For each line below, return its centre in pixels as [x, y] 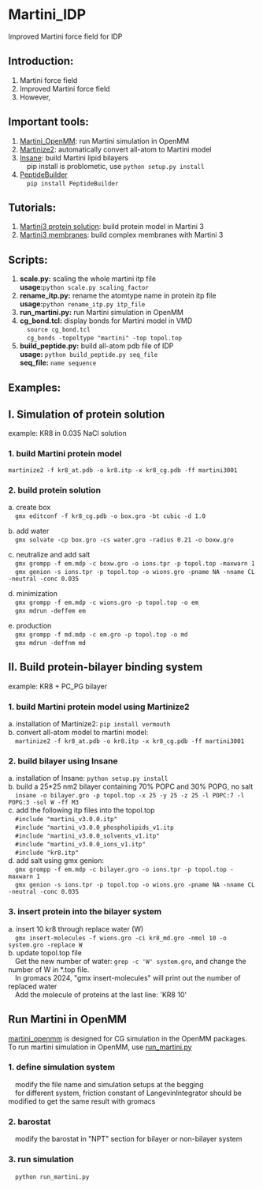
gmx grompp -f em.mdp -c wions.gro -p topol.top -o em [107, 602]
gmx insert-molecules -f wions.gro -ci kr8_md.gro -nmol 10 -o [121, 938]
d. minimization [33, 593]
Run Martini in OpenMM [68, 1020]
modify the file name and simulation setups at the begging [109, 1084]
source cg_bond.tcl [58, 330]
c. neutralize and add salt [49, 554]
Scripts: [28, 259]
